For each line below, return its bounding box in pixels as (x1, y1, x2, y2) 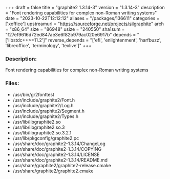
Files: (5, 79, 19, 87)
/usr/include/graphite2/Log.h (12, 102, 74, 108)
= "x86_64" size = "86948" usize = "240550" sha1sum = (5, 26, 125, 32)
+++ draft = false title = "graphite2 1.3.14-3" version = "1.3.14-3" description (5, 5, 165, 10)
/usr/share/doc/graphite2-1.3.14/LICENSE (12, 151, 100, 157)
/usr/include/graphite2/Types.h (12, 113, 79, 120)
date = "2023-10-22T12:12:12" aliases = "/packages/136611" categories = (5, 15, 160, 21)
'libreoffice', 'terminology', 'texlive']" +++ (5, 43, 92, 48)
